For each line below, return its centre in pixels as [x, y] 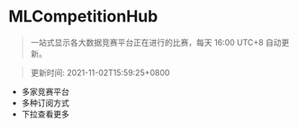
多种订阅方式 [45, 102]
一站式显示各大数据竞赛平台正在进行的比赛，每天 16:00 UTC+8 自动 [156, 42]
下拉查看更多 [45, 114]
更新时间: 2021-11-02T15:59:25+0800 [100, 73]
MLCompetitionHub [83, 17]
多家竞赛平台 [45, 91]
